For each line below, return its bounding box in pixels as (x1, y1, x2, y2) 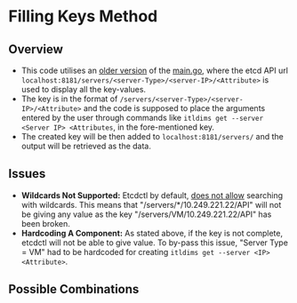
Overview (8, 42, 64, 57)
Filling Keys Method (8, 6, 158, 27)
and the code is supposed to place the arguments (83, 103, 266, 113)
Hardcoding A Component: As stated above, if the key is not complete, (20, 227, 284, 238)
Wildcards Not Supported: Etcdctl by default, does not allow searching (20, 189, 284, 201)
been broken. (20, 218, 70, 228)
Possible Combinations (8, 282, 140, 297)
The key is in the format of (20, 93, 118, 104)
